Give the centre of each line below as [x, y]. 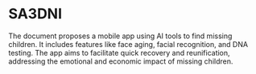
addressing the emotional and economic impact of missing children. [121, 61]
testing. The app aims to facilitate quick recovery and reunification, [120, 53]
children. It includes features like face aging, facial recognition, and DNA [128, 44]
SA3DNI [35, 14]
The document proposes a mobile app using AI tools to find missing [120, 36]
